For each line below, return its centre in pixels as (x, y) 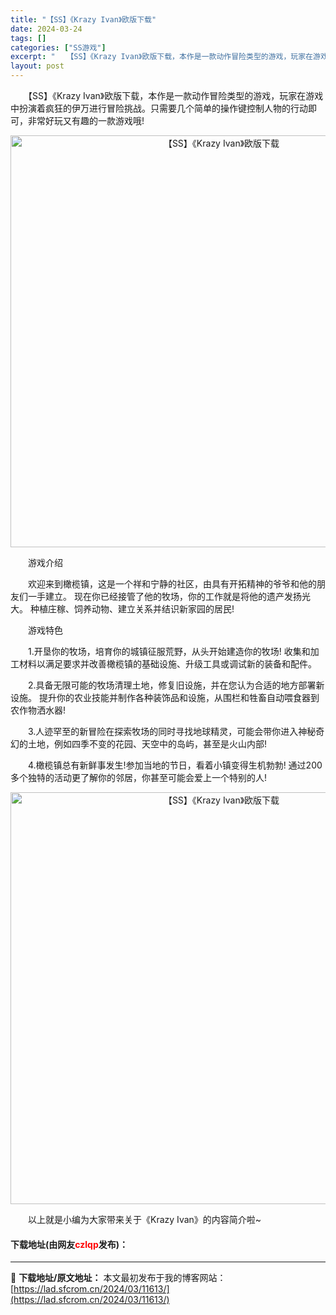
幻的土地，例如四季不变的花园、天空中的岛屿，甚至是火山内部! (139, 744)
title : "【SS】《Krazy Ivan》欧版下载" (83, 19)
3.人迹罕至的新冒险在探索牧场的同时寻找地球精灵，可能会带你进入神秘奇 (176, 731)
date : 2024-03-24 (46, 29)
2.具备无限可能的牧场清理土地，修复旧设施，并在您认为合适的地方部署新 (176, 685)
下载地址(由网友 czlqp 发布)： (69, 1244)
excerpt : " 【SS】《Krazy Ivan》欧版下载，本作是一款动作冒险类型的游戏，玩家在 (162, 57)
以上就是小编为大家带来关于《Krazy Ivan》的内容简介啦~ (144, 1219)
